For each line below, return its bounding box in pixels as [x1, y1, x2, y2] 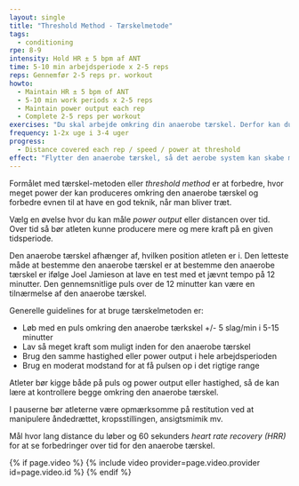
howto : [9, 79, 34, 88]
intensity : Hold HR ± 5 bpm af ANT [9, 54, 141, 63]
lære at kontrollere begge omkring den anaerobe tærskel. [9, 386, 220, 397]
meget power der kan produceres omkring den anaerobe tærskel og [9, 187, 259, 198]
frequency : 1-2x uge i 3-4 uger [9, 129, 129, 138]
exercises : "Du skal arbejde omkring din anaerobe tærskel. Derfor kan [9, 121, 280, 130]
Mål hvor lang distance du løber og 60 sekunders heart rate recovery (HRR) [9, 430, 287, 441]
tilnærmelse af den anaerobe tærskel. [9, 288, 147, 299]
